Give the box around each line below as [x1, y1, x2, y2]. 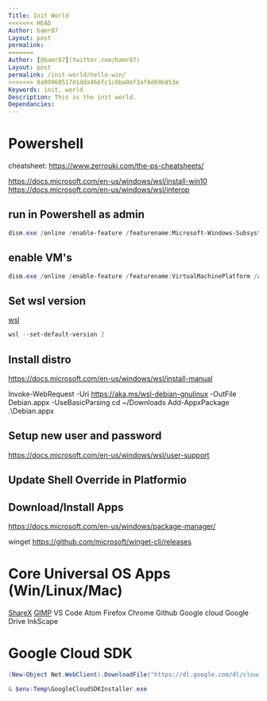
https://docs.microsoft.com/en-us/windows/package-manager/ [8, 521, 216, 531]
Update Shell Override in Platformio [8, 473, 187, 487]
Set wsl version [8, 294, 86, 307]
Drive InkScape [8, 616, 59, 625]
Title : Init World [8, 11, 69, 20]
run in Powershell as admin [8, 208, 145, 221]
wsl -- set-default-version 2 [8, 331, 105, 339]
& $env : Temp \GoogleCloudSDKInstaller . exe [8, 685, 148, 693]
